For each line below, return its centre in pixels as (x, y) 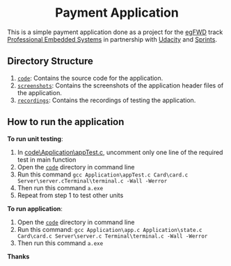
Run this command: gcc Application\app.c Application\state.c (110, 229)
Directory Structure (50, 61)
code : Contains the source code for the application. (90, 78)
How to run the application (66, 122)
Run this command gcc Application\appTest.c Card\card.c (103, 174)
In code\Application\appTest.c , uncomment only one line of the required (120, 152)
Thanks (18, 256)
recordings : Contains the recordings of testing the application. (106, 100)
